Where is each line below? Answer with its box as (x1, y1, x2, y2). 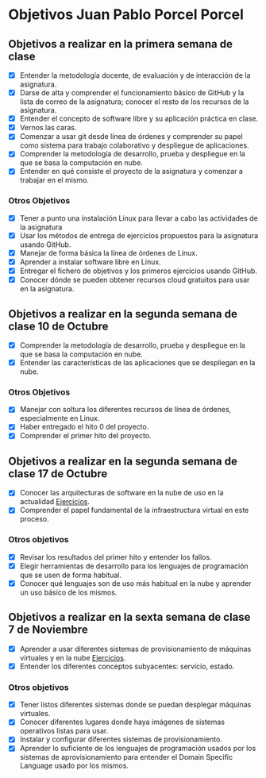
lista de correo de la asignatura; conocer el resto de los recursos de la (19, 97, 249, 106)
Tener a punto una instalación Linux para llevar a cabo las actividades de (19, 213, 258, 223)
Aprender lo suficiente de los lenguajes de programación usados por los (19, 744, 256, 753)
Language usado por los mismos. (19, 761, 129, 771)
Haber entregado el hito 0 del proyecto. (19, 422, 149, 432)
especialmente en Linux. (19, 414, 100, 423)
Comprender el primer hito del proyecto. (19, 431, 152, 441)
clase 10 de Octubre (8, 319, 109, 333)
